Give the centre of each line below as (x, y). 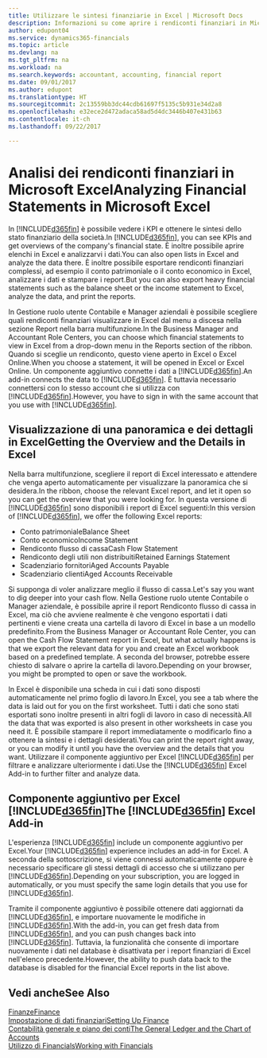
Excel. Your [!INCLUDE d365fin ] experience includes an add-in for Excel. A (128, 851)
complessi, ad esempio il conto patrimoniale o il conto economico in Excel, (130, 270)
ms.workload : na (35, 68)
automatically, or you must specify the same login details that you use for (128, 885)
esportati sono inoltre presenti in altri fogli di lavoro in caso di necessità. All (130, 714)
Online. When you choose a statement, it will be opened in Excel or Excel (126, 362)
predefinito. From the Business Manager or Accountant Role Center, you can (132, 631)
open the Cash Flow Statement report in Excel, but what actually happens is (132, 640)
